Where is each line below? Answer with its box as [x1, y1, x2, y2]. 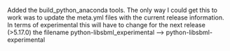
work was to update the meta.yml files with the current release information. [7, 13, 224, 22]
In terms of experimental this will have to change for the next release [7, 21, 205, 29]
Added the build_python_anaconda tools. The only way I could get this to [7, 6, 218, 14]
